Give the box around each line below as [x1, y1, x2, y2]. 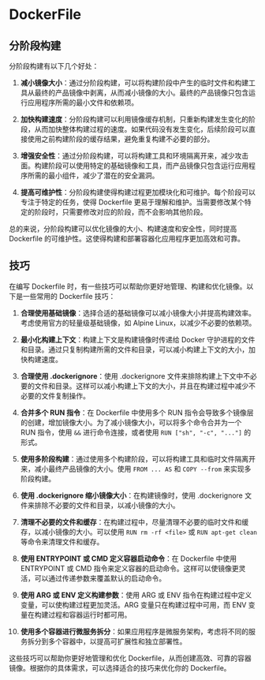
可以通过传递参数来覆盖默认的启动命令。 [34, 574, 166, 583]
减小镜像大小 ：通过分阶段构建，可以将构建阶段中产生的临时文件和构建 [20, 78, 249, 88]
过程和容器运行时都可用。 [47, 610, 132, 619]
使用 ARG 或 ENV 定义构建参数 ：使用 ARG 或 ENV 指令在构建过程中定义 [20, 590, 252, 600]
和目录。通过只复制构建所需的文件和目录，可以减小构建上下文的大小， [20, 345, 249, 354]
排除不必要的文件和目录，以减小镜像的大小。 [34, 500, 180, 510]
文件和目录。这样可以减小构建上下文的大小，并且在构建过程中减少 [34, 381, 249, 390]
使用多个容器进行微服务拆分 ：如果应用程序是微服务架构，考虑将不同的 [20, 626, 249, 636]
